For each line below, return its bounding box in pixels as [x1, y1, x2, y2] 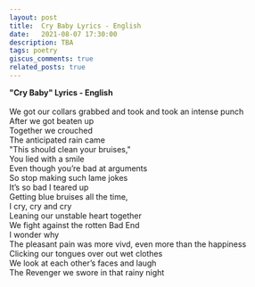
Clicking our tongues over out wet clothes [9, 248, 163, 258]
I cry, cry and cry [9, 201, 72, 211]
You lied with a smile [9, 153, 85, 164]
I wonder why [9, 229, 60, 240]
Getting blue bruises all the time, [9, 191, 128, 201]
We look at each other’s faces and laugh [9, 258, 157, 268]
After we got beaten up [9, 115, 95, 126]
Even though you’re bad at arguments [9, 162, 148, 174]
